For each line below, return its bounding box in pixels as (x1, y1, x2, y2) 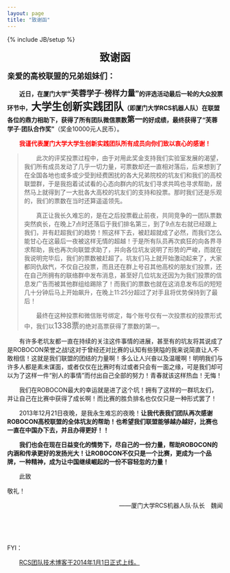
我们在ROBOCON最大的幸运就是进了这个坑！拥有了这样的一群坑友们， (18, 385, 218, 394)
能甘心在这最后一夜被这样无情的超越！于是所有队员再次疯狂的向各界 (23, 237, 216, 245)
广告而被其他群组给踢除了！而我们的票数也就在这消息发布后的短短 (36, 279, 222, 288)
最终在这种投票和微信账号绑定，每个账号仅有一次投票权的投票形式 (36, 311, 222, 319)
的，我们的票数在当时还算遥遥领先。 (23, 196, 127, 205)
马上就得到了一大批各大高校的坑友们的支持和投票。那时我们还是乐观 (29, 188, 222, 196)
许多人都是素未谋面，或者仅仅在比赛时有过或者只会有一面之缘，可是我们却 (7, 362, 217, 370)
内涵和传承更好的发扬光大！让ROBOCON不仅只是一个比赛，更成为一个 (7, 449, 206, 457)
